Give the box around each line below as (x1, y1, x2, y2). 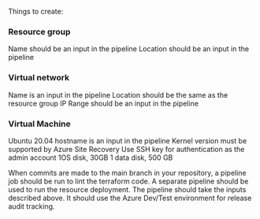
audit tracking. (8, 201, 55, 211)
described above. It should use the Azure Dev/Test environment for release (8, 193, 252, 202)
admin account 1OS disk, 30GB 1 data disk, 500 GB (8, 153, 173, 162)
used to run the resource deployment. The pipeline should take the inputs (8, 184, 247, 194)
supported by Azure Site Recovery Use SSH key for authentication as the (8, 144, 245, 154)
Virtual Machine (8, 118, 71, 129)
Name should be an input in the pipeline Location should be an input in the (8, 44, 250, 54)
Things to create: (8, 7, 64, 16)
